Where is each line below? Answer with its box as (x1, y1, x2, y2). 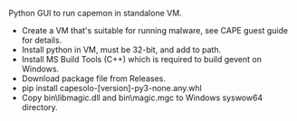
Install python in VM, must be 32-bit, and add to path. (21, 44, 222, 55)
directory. (21, 102, 58, 112)
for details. (21, 35, 62, 45)
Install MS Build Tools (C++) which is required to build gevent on (21, 54, 262, 64)
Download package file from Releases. (21, 73, 167, 84)
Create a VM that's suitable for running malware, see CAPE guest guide (21, 25, 289, 35)
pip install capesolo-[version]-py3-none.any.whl (21, 83, 203, 93)
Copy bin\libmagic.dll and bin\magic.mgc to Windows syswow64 (21, 92, 263, 103)
